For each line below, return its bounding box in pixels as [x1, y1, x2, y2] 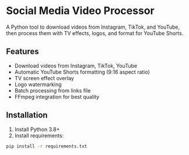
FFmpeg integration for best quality [14, 93, 100, 100]
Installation [6, 110, 48, 120]
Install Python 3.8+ [14, 126, 60, 133]
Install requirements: [14, 132, 64, 139]
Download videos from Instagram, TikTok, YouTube [14, 62, 138, 69]
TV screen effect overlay [14, 74, 74, 81]
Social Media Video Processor [6, 4, 155, 18]
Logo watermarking [14, 81, 62, 88]
